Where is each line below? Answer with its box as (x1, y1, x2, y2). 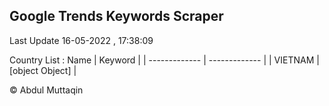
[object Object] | (9, 64, 77, 76)
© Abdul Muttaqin (9, 84, 84, 96)
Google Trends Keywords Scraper (9, 8, 224, 25)
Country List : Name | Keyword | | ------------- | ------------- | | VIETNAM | (9, 54, 320, 66)
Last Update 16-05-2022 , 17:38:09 (9, 34, 154, 46)
